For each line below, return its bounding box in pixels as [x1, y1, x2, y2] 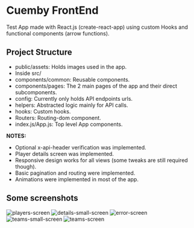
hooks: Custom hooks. [14, 107, 71, 115]
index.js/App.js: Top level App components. [14, 121, 123, 128]
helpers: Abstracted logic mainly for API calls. [14, 101, 128, 109]
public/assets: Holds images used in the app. [14, 63, 127, 70]
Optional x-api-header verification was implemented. [14, 143, 146, 151]
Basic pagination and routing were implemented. [14, 169, 136, 176]
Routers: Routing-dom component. [14, 114, 101, 121]
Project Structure [6, 47, 72, 58]
